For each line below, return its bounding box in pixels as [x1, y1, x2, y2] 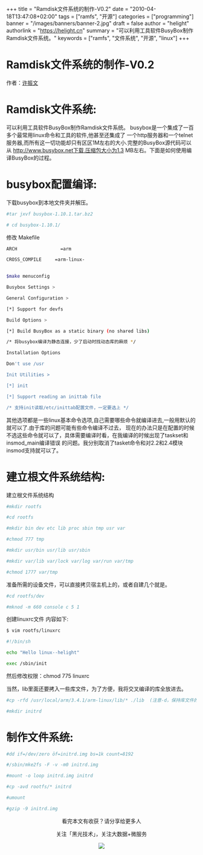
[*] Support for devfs [6, 306, 63, 312]
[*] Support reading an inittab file [6, 394, 101, 400]
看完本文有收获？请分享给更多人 [62, 817, 141, 825]
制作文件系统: [6, 730, 74, 744]
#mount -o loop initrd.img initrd [6, 773, 94, 779]
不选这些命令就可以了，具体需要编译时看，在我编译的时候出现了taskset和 [6, 431, 188, 438]
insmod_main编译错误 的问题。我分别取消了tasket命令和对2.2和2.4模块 [6, 439, 183, 446]
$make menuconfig [6, 273, 50, 280]
